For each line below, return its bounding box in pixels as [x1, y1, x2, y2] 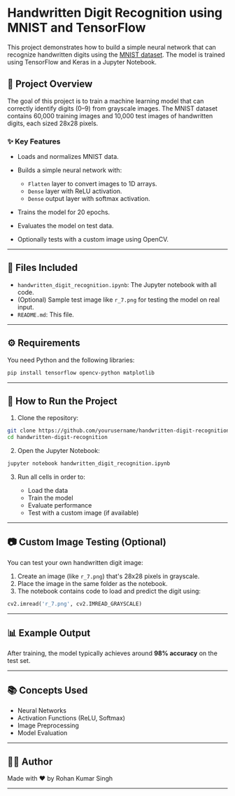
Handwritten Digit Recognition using [7, 5, 222, 21]
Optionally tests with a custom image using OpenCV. [17, 235, 169, 244]
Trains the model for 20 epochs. [17, 208, 111, 216]
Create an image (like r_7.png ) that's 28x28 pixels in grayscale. [17, 572, 200, 580]
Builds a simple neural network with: [17, 166, 122, 174]
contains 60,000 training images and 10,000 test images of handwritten [7, 111, 213, 120]
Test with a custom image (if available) [27, 508, 139, 517]
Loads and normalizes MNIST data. [17, 153, 119, 161]
